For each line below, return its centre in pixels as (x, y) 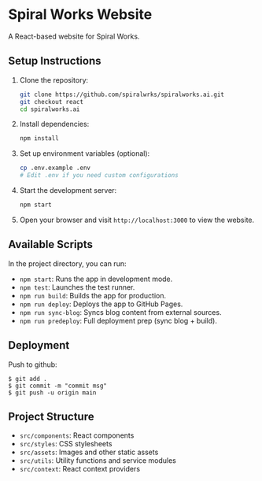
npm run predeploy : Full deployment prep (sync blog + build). (118, 320)
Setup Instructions (55, 61)
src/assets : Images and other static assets (89, 452)
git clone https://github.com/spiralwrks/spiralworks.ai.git (122, 94)
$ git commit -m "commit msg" (58, 386)
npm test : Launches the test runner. (77, 287)
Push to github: (33, 364)
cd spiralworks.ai (50, 109)
